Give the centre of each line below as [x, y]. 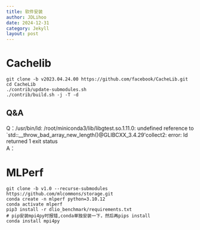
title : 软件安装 [24, 12]
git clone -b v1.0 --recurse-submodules [57, 188]
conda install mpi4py [33, 221]
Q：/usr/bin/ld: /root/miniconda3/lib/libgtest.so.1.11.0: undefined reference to [100, 128]
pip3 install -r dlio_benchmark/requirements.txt [69, 209]
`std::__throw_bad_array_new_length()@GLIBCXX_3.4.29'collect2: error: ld [97, 135]
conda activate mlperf [34, 204]
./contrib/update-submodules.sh [46, 90]
